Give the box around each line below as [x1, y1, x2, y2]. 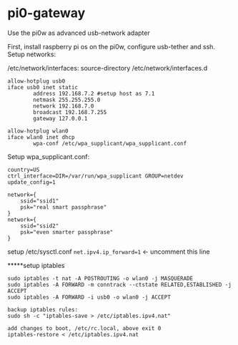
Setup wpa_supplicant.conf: [7, 152, 90, 161]
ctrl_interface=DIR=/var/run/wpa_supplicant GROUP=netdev [7, 172, 184, 180]
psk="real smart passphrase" [20, 203, 107, 211]
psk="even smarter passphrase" [20, 228, 114, 236]
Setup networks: [7, 50, 56, 58]
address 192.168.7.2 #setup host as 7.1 [33, 90, 155, 97]
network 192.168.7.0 [33, 102, 94, 110]
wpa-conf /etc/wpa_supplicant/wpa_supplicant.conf [33, 140, 187, 147]
